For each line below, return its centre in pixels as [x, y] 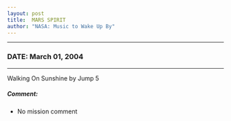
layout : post [26, 13]
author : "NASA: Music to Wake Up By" [61, 26]
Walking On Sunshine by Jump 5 [53, 78]
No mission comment [47, 111]
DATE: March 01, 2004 [45, 57]
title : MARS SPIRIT [37, 20]
